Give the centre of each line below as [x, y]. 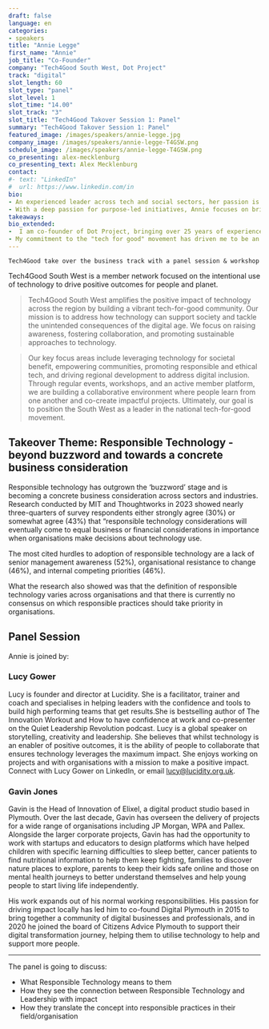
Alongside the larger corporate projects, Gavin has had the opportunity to [129, 834]
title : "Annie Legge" [44, 46]
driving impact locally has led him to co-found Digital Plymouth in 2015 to [129, 910]
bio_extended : [32, 224]
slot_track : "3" [35, 113]
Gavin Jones [33, 791]
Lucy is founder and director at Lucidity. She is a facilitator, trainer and [124, 694]
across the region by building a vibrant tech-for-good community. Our [143, 308]
